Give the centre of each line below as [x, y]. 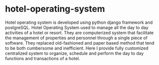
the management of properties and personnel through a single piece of [76, 38]
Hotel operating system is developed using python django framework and [79, 22]
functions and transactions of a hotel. [43, 58]
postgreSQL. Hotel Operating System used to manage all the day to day [77, 27]
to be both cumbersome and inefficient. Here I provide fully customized [77, 48]
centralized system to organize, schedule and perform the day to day [74, 53]
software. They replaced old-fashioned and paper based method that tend [80, 43]
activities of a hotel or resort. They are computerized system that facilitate [79, 32]
